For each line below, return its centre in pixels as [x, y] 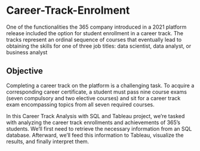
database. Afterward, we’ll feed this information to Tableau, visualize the [95, 135]
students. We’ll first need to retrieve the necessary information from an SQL [99, 128]
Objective [25, 71]
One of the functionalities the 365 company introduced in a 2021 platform [96, 27]
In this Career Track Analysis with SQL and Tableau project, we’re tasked [96, 116]
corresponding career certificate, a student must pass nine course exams [96, 92]
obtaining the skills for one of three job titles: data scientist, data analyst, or [99, 46]
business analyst [27, 52]
